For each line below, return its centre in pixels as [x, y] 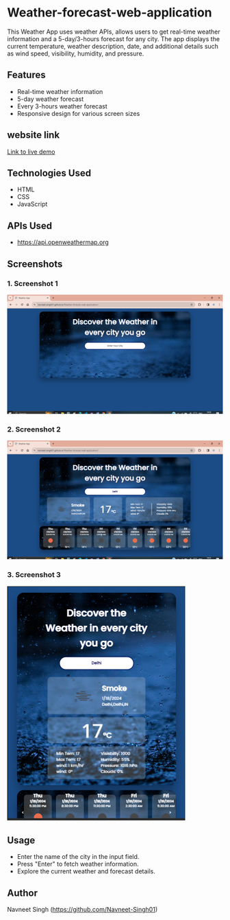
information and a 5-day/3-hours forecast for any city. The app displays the [114, 38]
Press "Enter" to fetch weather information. [78, 864]
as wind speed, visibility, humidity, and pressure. [76, 54]
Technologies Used [49, 173]
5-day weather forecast [50, 99]
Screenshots [35, 264]
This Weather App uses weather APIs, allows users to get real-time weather [114, 32]
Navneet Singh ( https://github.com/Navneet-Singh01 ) [82, 910]
